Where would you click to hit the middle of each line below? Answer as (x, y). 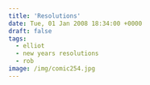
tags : (17, 38)
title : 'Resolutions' (45, 16)
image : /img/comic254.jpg (52, 69)
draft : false (30, 31)
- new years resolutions (57, 53)
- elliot (30, 46)
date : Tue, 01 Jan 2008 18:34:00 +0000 (75, 23)
